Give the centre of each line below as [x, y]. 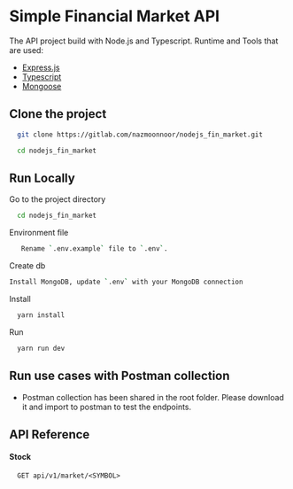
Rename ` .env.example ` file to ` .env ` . [94, 249]
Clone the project [58, 114]
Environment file [39, 233]
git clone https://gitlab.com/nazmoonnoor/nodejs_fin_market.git [140, 135]
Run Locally [42, 178]
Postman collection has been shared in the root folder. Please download [153, 397]
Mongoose [42, 86]
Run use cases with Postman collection [120, 376]
